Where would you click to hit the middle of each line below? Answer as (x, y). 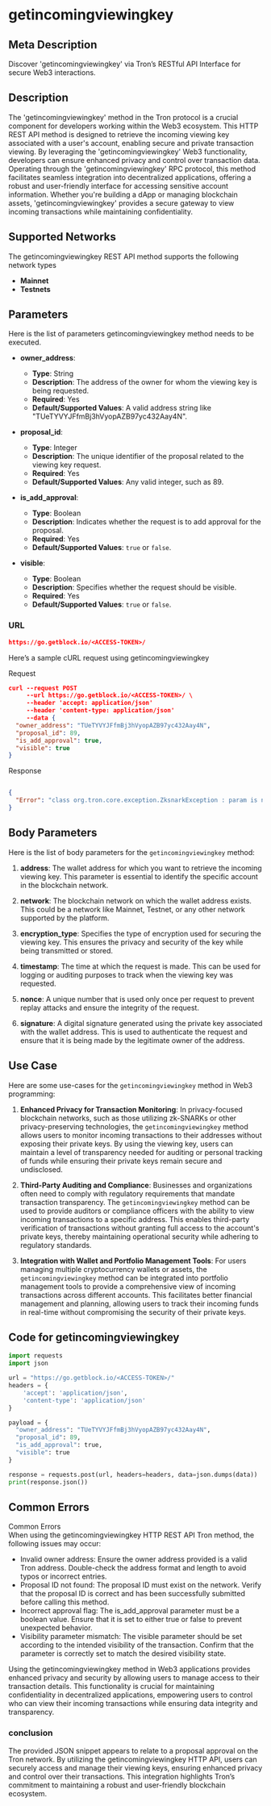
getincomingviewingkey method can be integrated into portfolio (124, 1278)
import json (28, 1364)
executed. (25, 342)
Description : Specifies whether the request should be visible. (134, 587)
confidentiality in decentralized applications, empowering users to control (131, 1695)
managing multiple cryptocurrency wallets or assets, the (113, 1269)
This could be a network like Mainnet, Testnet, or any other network (133, 909)
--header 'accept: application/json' (90, 703)
